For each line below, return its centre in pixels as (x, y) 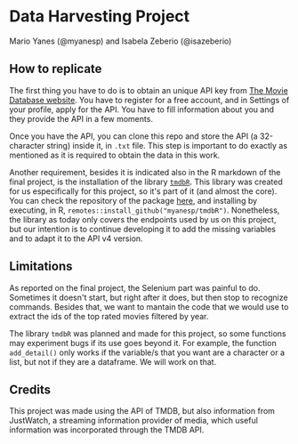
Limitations (41, 266)
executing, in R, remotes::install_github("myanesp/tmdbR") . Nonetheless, (145, 210)
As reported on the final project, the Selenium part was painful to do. (135, 287)
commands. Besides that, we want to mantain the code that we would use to (149, 307)
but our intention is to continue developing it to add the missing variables (142, 229)
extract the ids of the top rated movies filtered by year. (109, 316)
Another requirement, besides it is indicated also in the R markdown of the (145, 172)
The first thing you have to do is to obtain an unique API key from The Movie (149, 90)
